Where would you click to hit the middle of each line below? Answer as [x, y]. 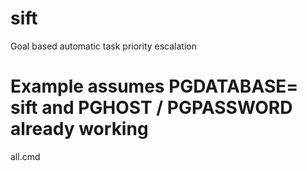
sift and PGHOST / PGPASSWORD [151, 108]
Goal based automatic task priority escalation [103, 46]
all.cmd [25, 156]
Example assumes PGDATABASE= [154, 86]
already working [79, 129]
